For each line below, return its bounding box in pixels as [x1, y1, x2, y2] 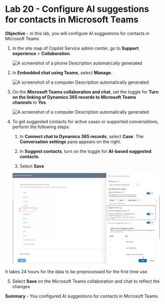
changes [12, 284, 31, 290]
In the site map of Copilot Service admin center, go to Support [12, 45, 139, 51]
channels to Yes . [12, 99, 47, 105]
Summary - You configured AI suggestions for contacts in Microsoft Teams [5, 293, 158, 299]
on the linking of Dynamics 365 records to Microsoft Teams [12, 94, 136, 100]
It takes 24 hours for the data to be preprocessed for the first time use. [5, 269, 149, 275]
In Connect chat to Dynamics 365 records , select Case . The [19, 133, 144, 139]
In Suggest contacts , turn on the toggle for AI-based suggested [19, 148, 152, 154]
